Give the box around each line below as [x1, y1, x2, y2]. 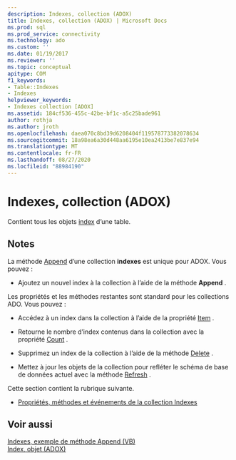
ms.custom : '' [7, 44, 50, 51]
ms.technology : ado [7, 37, 66, 44]
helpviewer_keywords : [7, 97, 72, 104]
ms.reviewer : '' [7, 57, 56, 64]
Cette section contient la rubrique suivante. [7, 384, 134, 392]
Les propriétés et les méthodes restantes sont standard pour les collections [7, 292, 230, 300]
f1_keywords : [7, 76, 46, 84]
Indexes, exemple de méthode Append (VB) [7, 437, 135, 446]
